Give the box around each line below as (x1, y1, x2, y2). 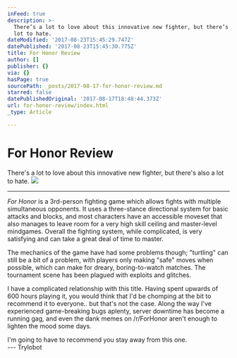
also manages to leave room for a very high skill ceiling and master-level (7, 219, 217, 228)
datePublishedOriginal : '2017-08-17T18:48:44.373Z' (7, 96, 162, 103)
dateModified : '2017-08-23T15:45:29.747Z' (7, 37, 134, 44)
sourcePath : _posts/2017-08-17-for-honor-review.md (7, 82, 162, 89)
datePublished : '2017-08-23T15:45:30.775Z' (7, 43, 138, 50)
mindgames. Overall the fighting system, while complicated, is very (7, 227, 202, 235)
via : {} (7, 69, 30, 76)
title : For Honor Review (7, 50, 80, 57)
